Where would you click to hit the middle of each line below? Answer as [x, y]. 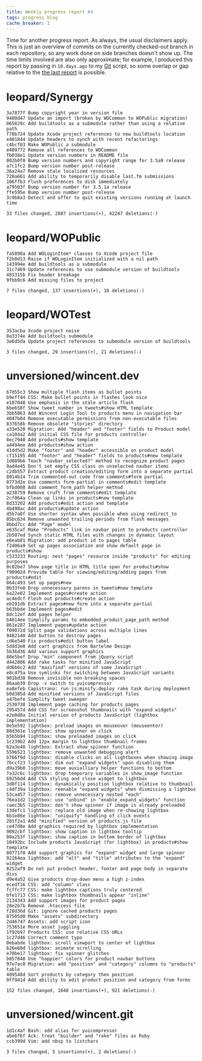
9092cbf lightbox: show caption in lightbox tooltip [74, 832]
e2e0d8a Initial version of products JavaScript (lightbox [82, 715]
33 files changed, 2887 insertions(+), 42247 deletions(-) [82, 214]
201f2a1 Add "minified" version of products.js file [74, 821]
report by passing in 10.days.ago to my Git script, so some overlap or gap [98, 66]
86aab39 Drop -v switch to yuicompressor [59, 684]
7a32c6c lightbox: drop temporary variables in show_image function [94, 774]
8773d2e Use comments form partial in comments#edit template [86, 482]
